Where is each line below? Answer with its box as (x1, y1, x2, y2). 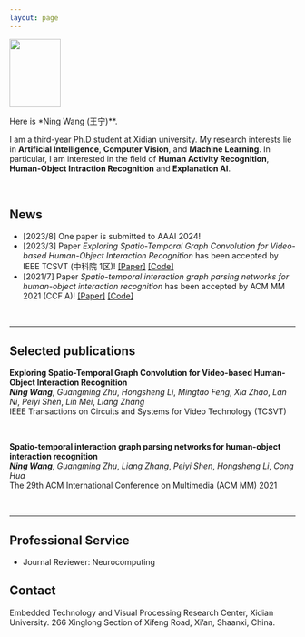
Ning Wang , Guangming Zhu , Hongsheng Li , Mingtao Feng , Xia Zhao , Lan (9, 387, 288, 398)
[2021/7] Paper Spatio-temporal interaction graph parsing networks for (22, 271, 290, 282)
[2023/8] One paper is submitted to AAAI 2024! (22, 231, 202, 242)
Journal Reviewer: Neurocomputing (22, 557, 156, 568)
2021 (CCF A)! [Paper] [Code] (22, 290, 134, 301)
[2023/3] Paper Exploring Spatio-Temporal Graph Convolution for (22, 240, 269, 251)
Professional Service (9, 532, 130, 548)
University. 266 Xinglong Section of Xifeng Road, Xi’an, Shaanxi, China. (9, 616, 276, 628)
